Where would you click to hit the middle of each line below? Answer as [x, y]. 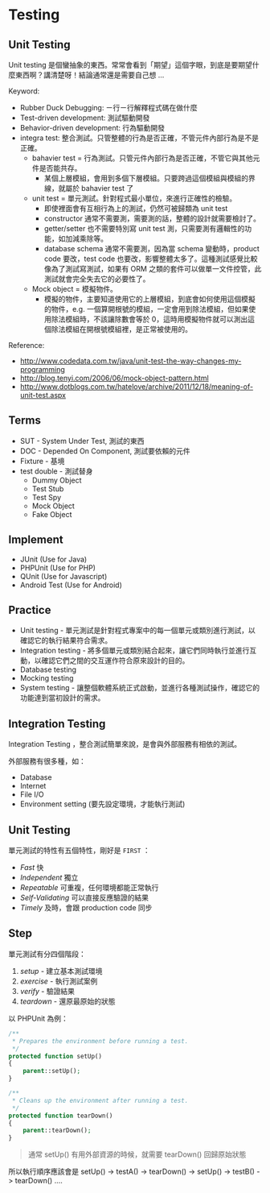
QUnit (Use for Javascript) [63, 576]
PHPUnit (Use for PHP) [58, 568]
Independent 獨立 [49, 878]
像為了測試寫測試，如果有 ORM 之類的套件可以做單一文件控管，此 [153, 269]
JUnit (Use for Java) [53, 559]
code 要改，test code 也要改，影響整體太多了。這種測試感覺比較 [151, 259]
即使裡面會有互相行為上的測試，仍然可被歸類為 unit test [136, 208]
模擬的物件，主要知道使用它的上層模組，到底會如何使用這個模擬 [149, 299]
